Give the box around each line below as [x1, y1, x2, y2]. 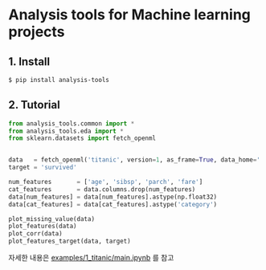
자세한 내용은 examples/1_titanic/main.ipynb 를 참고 [8, 253, 174, 263]
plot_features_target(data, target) [8, 237, 131, 246]
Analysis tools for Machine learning [8, 6, 252, 24]
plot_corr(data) [8, 230, 63, 238]
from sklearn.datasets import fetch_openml [8, 134, 157, 142]
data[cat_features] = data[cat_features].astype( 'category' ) [8, 200, 218, 208]
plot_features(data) [8, 223, 78, 231]
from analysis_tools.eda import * [8, 127, 125, 135]
